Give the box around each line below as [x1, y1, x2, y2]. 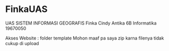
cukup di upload [5, 40, 39, 46]
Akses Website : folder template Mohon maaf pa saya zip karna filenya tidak [5, 35, 164, 41]
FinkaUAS [5, 3, 48, 15]
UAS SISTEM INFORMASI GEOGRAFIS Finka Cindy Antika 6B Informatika [5, 20, 157, 26]
